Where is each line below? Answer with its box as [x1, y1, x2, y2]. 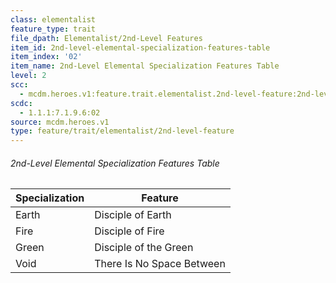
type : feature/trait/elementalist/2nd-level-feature [10, 126, 235, 136]
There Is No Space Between [94, 257, 226, 271]
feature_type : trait [10, 24, 97, 34]
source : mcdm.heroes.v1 [10, 117, 110, 127]
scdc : [10, 98, 33, 108]
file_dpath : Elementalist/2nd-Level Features [10, 33, 203, 43]
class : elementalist [10, 14, 97, 25]
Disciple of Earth [94, 208, 172, 222]
